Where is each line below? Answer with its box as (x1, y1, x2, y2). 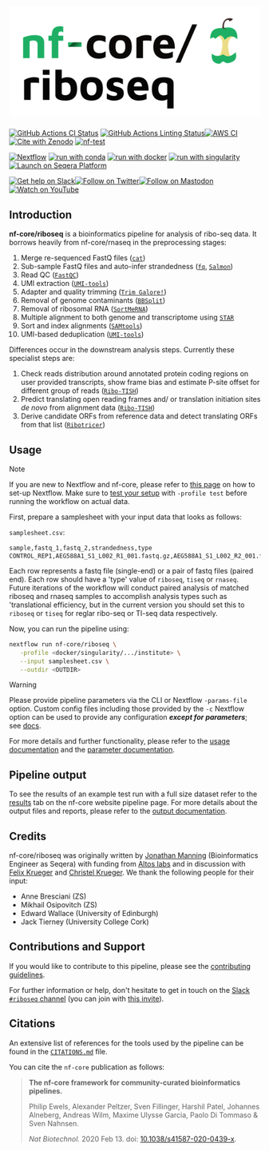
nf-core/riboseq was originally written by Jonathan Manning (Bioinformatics (9, 851, 259, 860)
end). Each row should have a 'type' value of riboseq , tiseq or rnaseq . (9, 574, 239, 584)
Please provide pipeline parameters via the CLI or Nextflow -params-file (9, 696, 247, 705)
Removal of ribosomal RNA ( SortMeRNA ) (20, 304, 148, 314)
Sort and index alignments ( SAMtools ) (20, 321, 143, 331)
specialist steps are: (9, 354, 75, 363)
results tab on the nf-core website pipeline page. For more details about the (9, 798, 258, 808)
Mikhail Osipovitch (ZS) (20, 900, 98, 910)
